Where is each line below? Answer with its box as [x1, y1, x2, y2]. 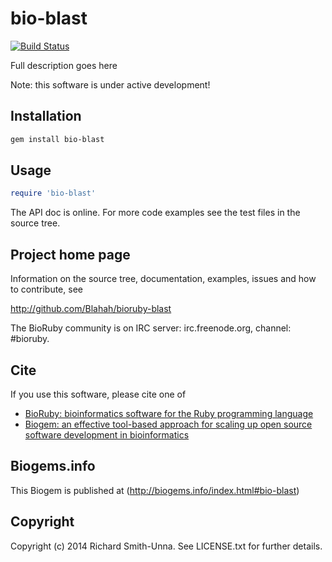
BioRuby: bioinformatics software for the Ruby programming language [24, 407, 314, 419]
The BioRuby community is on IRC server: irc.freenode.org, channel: [10, 322, 292, 334]
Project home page [10, 246, 131, 263]
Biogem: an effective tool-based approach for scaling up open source [24, 418, 313, 430]
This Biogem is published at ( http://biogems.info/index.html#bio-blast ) [10, 484, 300, 496]
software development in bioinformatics [24, 428, 190, 441]
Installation [10, 108, 82, 125]
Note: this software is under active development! [10, 78, 211, 91]
